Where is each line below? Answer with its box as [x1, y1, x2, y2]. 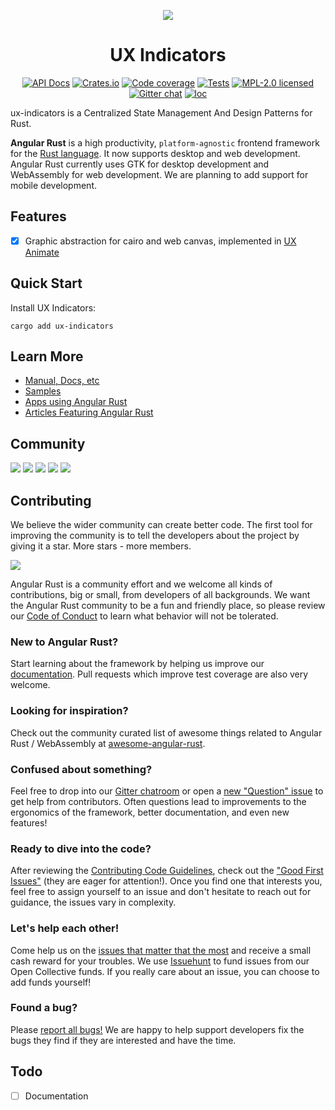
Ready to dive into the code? [10, 841, 152, 855]
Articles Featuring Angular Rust [24, 406, 154, 419]
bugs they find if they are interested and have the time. [10, 1034, 237, 1046]
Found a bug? [10, 1001, 78, 1015]
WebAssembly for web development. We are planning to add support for [10, 168, 309, 180]
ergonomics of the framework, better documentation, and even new [10, 806, 290, 818]
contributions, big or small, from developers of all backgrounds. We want [10, 589, 311, 601]
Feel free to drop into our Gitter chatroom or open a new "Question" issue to [10, 785, 324, 797]
